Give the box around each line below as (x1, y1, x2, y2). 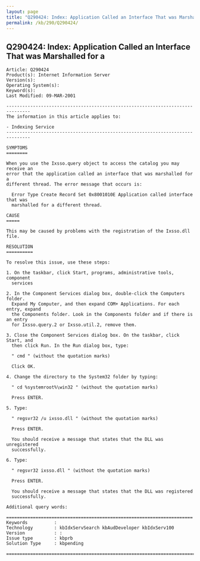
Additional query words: (6, 504, 68, 510)
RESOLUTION (6, 244, 33, 250)
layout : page (6, 8, 39, 15)
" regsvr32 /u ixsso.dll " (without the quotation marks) (11, 416, 159, 422)
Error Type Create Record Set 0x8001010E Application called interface (11, 192, 193, 198)
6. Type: (6, 457, 28, 463)
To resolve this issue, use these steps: (6, 259, 111, 265)
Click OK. (11, 363, 36, 369)
